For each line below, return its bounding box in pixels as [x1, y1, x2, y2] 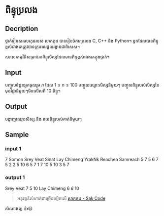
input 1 [5, 145, 22, 152]
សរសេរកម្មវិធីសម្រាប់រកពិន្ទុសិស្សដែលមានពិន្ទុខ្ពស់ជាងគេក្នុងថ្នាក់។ [5, 54, 110, 60]
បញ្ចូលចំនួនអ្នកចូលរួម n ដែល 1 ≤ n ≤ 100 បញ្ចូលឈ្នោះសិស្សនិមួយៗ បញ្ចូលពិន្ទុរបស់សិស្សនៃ [5, 82, 160, 87]
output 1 [5, 174, 25, 181]
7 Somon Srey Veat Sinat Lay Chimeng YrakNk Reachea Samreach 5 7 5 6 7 [5, 157, 159, 163]
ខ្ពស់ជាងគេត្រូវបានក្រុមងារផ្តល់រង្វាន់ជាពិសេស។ [5, 43, 80, 49]
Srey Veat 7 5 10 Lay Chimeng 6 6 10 [5, 185, 80, 191]
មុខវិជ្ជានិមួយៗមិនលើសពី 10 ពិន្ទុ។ [5, 87, 61, 93]
